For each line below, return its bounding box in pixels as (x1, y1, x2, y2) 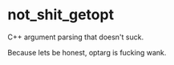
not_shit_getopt (7, 6, 114, 24)
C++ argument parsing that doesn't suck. (7, 32, 144, 42)
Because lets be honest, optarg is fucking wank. (7, 47, 167, 57)
